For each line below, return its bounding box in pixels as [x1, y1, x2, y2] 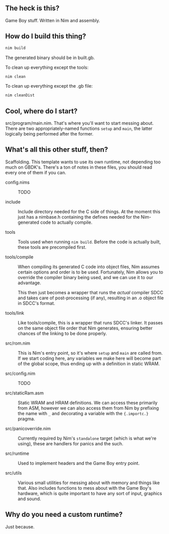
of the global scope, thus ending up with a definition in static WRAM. [18, 360, 160, 367]
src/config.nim [5, 370, 36, 376]
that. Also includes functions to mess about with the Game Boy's [18, 485, 152, 491]
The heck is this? [5, 4, 60, 13]
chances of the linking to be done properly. [18, 330, 107, 337]
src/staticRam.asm [5, 390, 44, 396]
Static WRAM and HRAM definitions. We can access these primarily [18, 399, 157, 406]
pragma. [18, 416, 35, 422]
